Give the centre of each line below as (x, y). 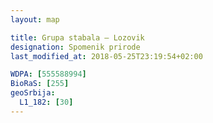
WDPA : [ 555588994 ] (48, 74)
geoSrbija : (33, 93)
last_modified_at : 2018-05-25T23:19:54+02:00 (106, 56)
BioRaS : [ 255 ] (40, 84)
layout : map (35, 19)
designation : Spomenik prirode (75, 47)
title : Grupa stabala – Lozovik (77, 37)
